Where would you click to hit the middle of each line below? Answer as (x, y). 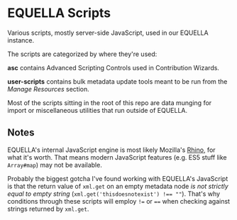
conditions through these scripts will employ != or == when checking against (119, 201)
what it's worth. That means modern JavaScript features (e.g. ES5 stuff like (117, 157)
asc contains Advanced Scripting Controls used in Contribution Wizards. (114, 67)
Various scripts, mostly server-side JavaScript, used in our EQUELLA (108, 33)
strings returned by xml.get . (48, 209)
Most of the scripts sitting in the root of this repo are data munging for (110, 103)
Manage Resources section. (49, 89)
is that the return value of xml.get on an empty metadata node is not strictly (118, 186)
